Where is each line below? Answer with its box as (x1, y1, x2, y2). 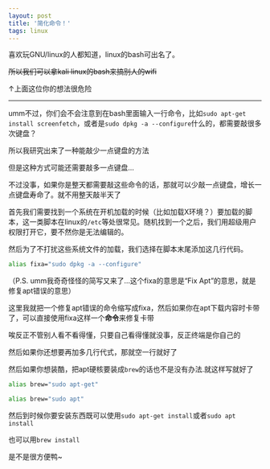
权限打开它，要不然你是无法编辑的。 (8, 227, 129, 237)
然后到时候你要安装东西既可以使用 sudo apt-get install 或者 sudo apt (8, 411, 236, 420)
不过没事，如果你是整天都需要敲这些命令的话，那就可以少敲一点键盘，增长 (8, 180, 255, 190)
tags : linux (8, 27, 48, 35)
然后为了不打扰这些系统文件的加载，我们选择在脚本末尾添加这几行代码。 (8, 245, 247, 254)
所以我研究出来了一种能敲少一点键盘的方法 (8, 146, 149, 155)
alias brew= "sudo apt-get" (8, 381, 99, 389)
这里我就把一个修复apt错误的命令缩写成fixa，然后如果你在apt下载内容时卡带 (8, 303, 260, 313)
